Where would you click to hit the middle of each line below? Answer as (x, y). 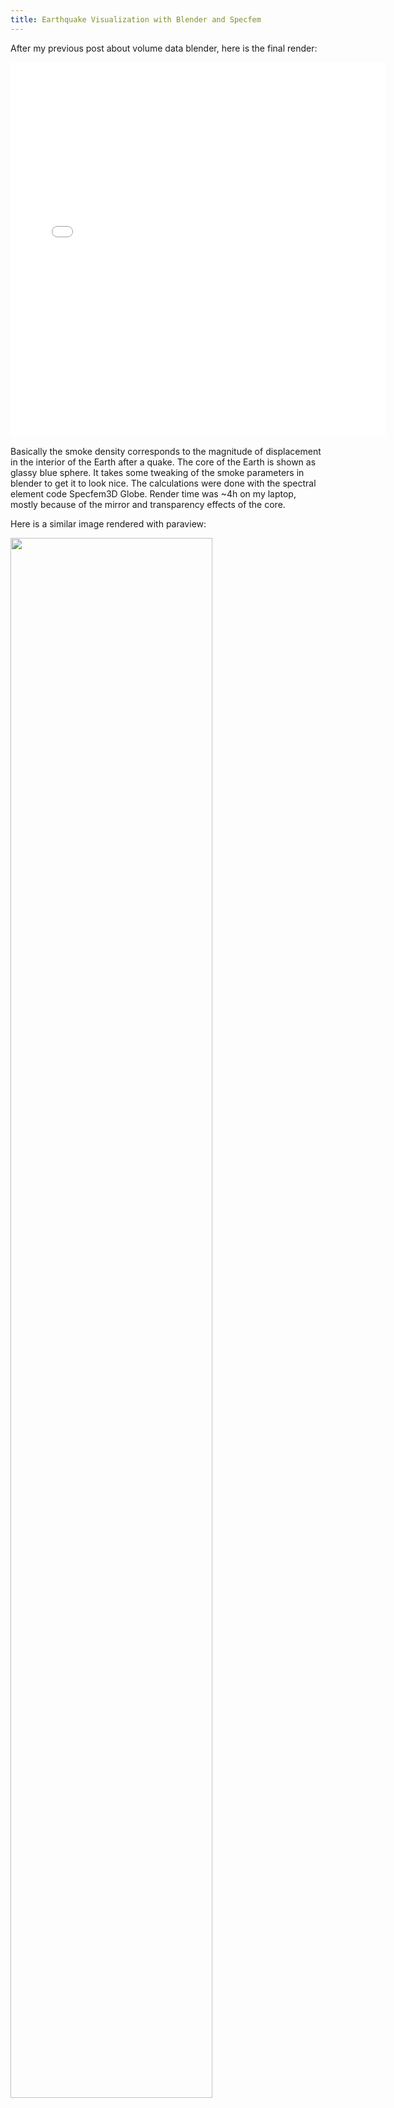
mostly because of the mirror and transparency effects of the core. (148, 504)
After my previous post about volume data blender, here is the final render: (164, 48)
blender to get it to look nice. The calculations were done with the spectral (163, 483)
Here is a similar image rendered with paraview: (108, 523)
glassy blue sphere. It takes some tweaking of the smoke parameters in (157, 472)
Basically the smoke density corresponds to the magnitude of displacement (166, 451)
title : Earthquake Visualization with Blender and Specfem (136, 19)
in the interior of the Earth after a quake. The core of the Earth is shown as (163, 462)
